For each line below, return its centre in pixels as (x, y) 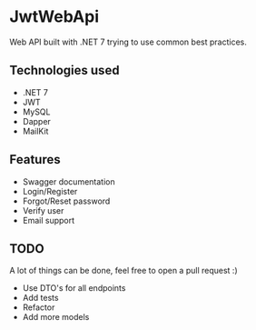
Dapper (37, 121)
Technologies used (64, 70)
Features (35, 160)
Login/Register (50, 191)
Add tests (40, 298)
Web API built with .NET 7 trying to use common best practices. (128, 42)
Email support (49, 220)
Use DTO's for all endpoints (74, 288)
